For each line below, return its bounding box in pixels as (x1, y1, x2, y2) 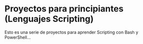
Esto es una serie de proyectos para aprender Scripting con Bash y (4, 29, 139, 35)
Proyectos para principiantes (4, 3, 124, 14)
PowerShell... (4, 34, 31, 40)
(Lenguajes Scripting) (4, 13, 94, 24)
